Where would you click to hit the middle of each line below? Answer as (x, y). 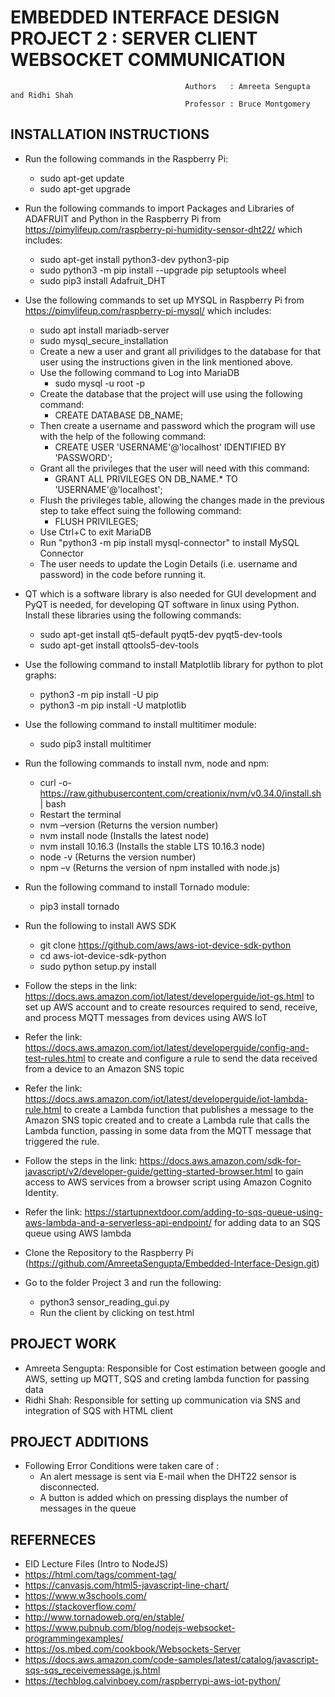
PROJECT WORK (63, 1344)
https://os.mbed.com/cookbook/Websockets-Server (133, 1649)
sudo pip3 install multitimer (95, 743)
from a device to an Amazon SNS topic (104, 1068)
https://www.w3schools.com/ (85, 1596)
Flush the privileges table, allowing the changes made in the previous (182, 500)
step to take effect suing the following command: (140, 510)
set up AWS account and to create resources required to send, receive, (171, 1007)
